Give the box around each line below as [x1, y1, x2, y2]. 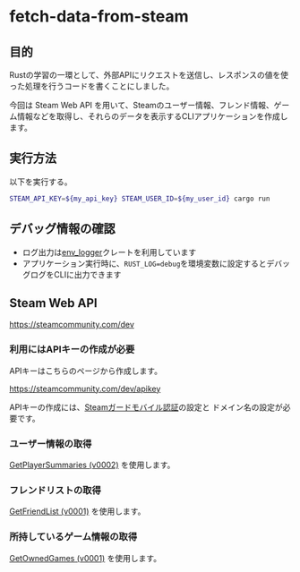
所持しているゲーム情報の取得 [9, 531, 138, 543]
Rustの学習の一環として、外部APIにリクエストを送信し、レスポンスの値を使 [9, 70, 289, 80]
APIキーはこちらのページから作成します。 [9, 365, 163, 376]
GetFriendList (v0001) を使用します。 [9, 506, 146, 517]
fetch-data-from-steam [9, 6, 189, 27]
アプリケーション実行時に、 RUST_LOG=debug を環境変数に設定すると [21, 258, 267, 269]
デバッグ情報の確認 [9, 221, 116, 236]
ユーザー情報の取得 [9, 437, 92, 449]
